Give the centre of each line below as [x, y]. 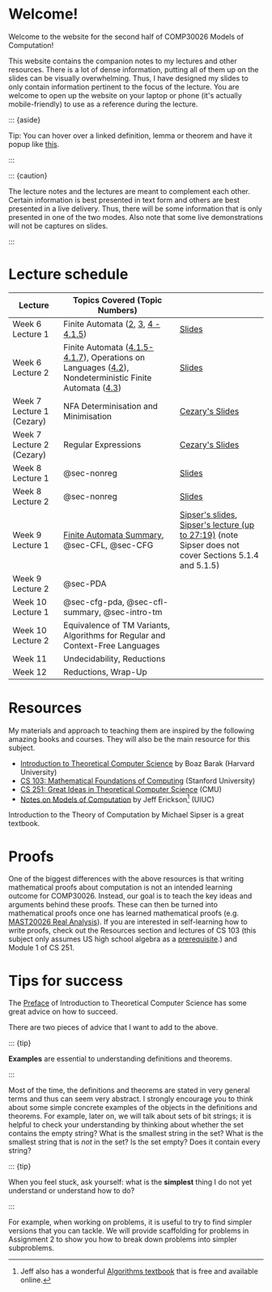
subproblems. [32, 1248]
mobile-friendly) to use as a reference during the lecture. [103, 104]
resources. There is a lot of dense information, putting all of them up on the [134, 69]
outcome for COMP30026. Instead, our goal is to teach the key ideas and [130, 896]
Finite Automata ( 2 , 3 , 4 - [112, 324]
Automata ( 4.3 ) [92, 388]
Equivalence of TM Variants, [117, 625]
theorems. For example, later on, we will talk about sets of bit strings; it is [130, 1116]
